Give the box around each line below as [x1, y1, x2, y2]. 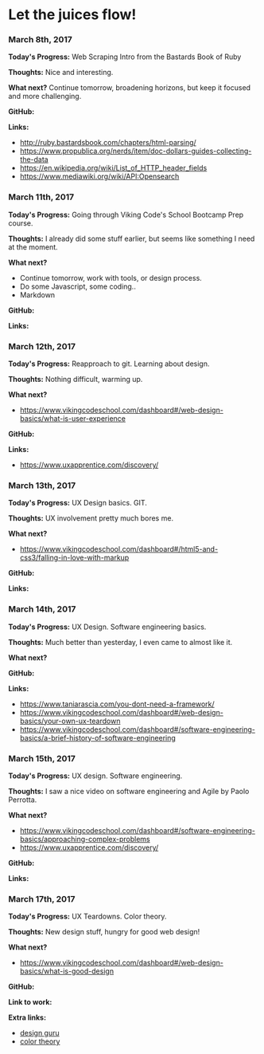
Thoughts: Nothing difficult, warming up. [8, 375, 143, 384]
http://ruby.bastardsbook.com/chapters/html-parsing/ [19, 138, 196, 147]
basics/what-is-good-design [19, 966, 114, 976]
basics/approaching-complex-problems [19, 834, 150, 844]
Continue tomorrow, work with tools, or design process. [19, 273, 203, 282]
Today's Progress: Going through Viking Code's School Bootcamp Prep [8, 210, 244, 219]
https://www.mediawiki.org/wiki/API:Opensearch [19, 171, 180, 181]
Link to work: [8, 997, 52, 1007]
